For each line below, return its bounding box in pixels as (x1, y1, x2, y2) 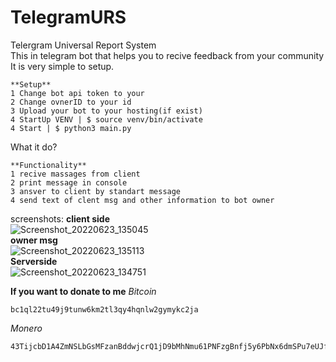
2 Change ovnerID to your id (10, 97, 132, 107)
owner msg (10, 234, 58, 246)
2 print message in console (10, 177, 128, 188)
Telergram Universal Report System (10, 39, 157, 51)
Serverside (10, 255, 58, 267)
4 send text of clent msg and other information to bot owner (10, 195, 275, 205)
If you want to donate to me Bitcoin (10, 285, 157, 297)
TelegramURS (10, 6, 127, 29)
